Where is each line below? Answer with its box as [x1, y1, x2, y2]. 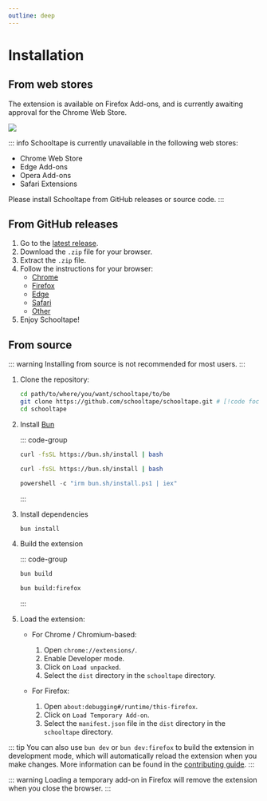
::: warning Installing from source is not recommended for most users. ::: [8, 359, 245, 369]
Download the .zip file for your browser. [19, 247, 153, 256]
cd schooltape [19, 405, 67, 413]
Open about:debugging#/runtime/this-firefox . [43, 702, 198, 712]
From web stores [8, 77, 93, 92]
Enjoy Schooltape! [19, 315, 80, 324]
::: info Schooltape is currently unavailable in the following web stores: [8, 137, 239, 148]
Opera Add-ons [19, 170, 72, 180]
